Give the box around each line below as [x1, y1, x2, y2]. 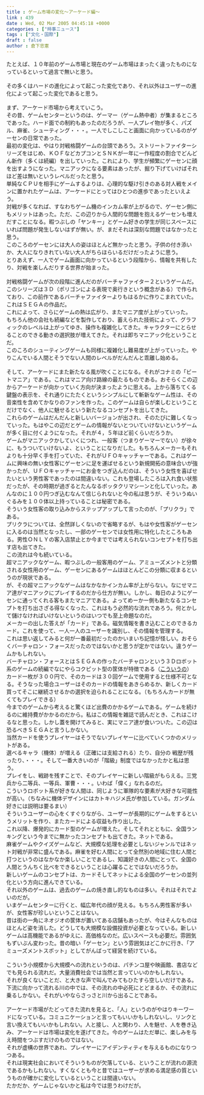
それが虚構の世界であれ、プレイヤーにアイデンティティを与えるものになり [6, 1043, 191, 1051]
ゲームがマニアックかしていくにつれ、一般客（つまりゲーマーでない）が [6, 436, 187, 444]
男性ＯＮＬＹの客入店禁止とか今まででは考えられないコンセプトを [16, 536, 182, 543]
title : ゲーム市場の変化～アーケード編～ [6, 9, 100, 15]
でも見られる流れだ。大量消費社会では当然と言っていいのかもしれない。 [6, 968, 187, 976]
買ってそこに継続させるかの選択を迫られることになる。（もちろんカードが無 [6, 688, 195, 695]
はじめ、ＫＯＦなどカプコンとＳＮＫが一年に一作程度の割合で [27, 149, 182, 157]
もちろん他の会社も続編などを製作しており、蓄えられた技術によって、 [6, 316, 181, 323]
